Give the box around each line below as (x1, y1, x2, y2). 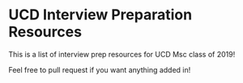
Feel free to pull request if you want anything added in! (8, 64, 191, 74)
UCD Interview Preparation (8, 6, 193, 24)
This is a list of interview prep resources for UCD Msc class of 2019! (8, 49, 236, 59)
